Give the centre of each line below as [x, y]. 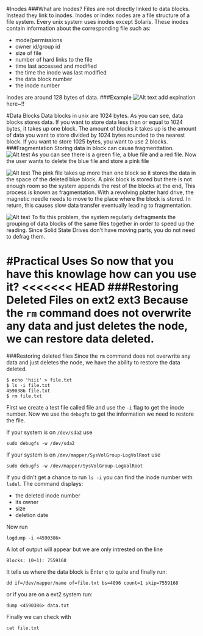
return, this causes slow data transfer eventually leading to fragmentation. [99, 205]
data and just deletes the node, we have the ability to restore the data [94, 362]
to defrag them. [26, 237]
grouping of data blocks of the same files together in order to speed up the [100, 223]
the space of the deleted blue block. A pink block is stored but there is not [99, 179]
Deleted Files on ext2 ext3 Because [97, 300]
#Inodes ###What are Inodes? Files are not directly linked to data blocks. [98, 9]
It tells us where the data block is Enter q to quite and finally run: [87, 572]
